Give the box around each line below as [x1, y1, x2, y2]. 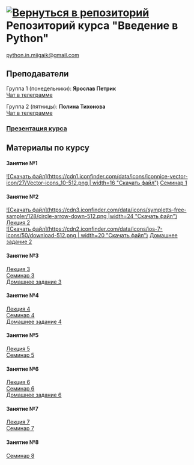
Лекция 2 [6, 219, 31, 226]
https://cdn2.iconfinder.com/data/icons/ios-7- [49, 225, 163, 232]
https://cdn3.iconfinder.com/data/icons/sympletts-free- [49, 206, 187, 213]
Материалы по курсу [6, 143, 90, 153]
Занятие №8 [6, 439, 39, 446]
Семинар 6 [6, 385, 35, 392]
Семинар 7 [6, 425, 34, 432]
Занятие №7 [6, 405, 39, 412]
